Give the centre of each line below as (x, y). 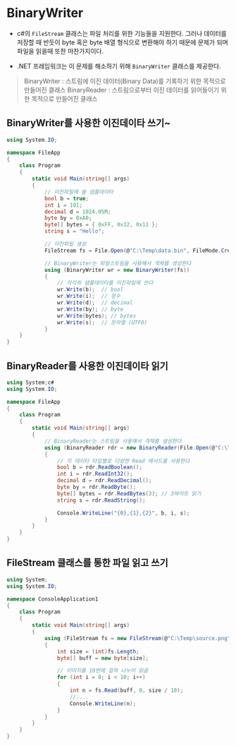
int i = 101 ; (63, 205)
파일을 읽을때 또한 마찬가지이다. (60, 51)
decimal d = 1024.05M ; (77, 212)
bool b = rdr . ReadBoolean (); (99, 467)
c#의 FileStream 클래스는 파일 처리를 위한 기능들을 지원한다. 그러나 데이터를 (122, 33)
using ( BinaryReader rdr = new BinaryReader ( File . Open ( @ (130, 447)
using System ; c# (30, 383)
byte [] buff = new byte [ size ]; (103, 658)
